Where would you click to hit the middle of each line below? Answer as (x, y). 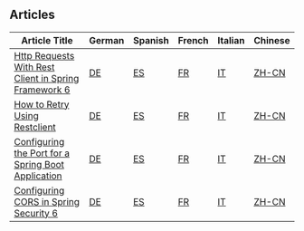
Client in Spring (47, 78)
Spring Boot (39, 164)
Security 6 (36, 213)
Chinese (271, 40)
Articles (33, 15)
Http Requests (44, 55)
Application (38, 176)
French (193, 40)
